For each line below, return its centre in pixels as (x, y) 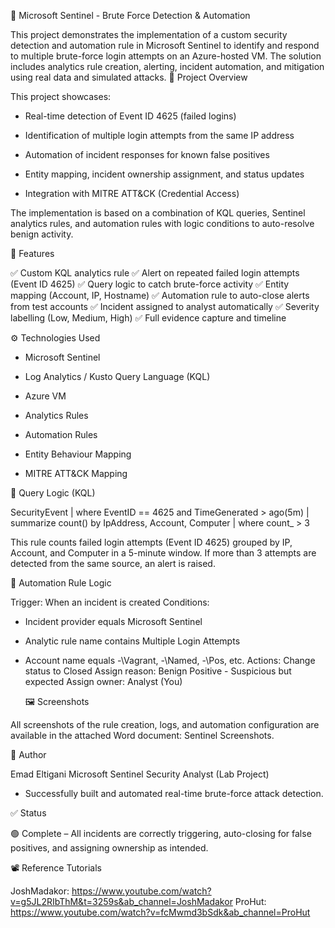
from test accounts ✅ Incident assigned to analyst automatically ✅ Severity (165, 306)
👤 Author (28, 754)
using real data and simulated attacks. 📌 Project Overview (129, 77)
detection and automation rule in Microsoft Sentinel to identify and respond (165, 45)
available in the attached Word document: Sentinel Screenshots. (142, 735)
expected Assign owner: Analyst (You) (103, 681)
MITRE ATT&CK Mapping (76, 473)
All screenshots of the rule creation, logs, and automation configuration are (165, 724)
